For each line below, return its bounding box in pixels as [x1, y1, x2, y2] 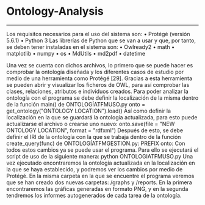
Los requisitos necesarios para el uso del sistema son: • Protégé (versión [6, 30, 190, 37]
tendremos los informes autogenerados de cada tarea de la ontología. [6, 192, 182, 199]
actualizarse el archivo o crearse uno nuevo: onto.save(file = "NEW [6, 120, 175, 127]
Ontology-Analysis [6, 4, 104, 18]
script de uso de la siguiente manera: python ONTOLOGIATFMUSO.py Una [6, 152, 193, 160]
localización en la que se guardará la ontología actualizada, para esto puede [6, 113, 198, 121]
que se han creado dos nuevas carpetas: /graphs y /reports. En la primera [6, 179, 192, 186]
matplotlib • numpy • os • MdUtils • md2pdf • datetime [6, 50, 146, 57]
